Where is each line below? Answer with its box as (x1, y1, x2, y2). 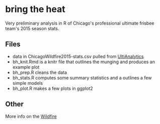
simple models (12, 80, 43, 86)
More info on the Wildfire (5, 113, 57, 119)
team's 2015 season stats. (5, 25, 59, 31)
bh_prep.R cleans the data (12, 69, 67, 75)
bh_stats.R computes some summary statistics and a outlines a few (12, 74, 152, 81)
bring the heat (5, 4, 65, 15)
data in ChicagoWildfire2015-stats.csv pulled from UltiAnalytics (12, 53, 144, 59)
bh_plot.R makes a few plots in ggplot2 (12, 85, 93, 91)
